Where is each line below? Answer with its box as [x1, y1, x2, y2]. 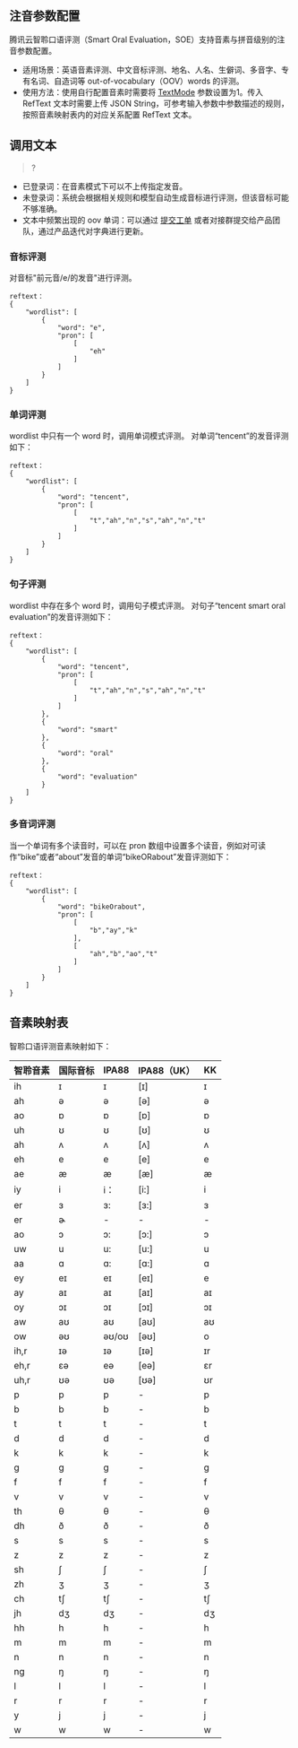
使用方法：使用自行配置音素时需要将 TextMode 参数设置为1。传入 [21, 86, 264, 97]
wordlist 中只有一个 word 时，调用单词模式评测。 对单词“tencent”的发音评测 [9, 430, 289, 441]
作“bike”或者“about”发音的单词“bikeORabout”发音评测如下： [9, 851, 232, 862]
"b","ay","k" [89, 926, 139, 935]
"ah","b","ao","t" [89, 949, 158, 958]
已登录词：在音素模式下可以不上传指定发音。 [21, 180, 188, 191]
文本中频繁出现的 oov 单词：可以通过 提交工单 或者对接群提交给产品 [21, 214, 273, 225]
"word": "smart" [56, 725, 118, 734]
